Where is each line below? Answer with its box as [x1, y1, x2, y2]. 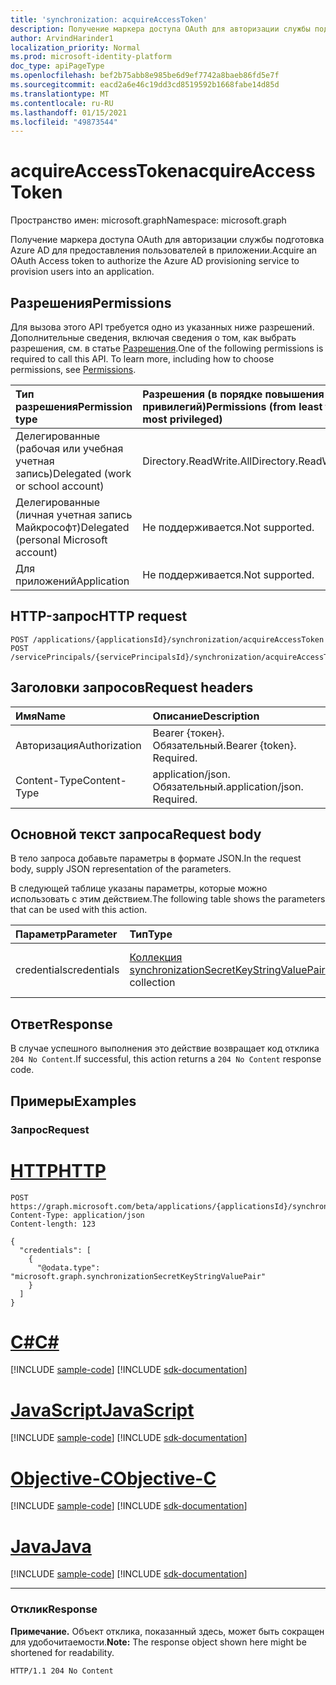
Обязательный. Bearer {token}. [152, 738, 297, 752]
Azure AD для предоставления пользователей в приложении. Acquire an [10, 244, 318, 256]
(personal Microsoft [15, 533, 108, 546]
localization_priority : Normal [10, 42, 141, 53]
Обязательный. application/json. [152, 779, 304, 793]
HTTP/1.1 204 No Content [10, 1666, 114, 1676]
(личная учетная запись [15, 508, 133, 521]
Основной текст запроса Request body [10, 826, 262, 843]
